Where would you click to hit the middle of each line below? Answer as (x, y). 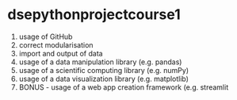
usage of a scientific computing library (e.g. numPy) (104, 70)
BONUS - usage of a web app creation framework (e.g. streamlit (124, 87)
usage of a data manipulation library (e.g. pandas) (100, 62)
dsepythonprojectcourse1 (94, 15)
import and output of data (61, 53)
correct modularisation (56, 44)
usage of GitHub (46, 37)
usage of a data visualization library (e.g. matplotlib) (104, 79)
